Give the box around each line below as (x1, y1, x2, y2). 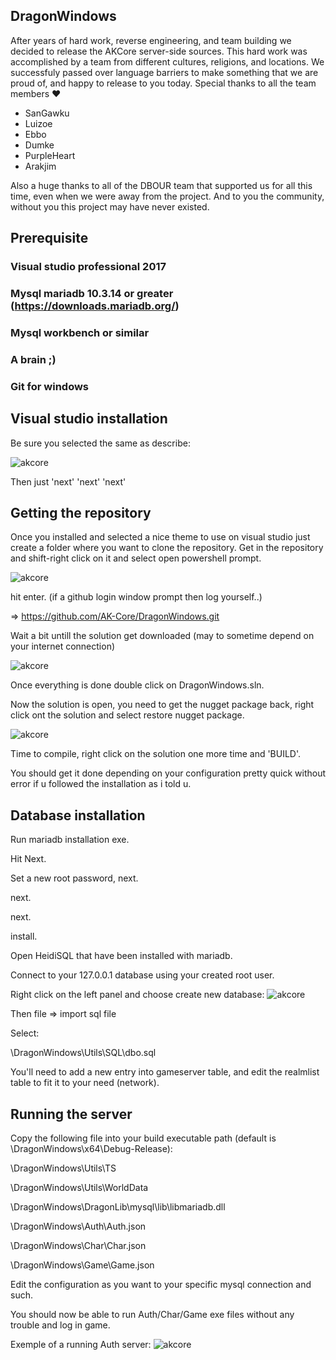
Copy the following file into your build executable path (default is (10, 1132, 277, 1144)
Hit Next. (10, 853, 47, 865)
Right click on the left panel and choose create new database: (10, 989, 265, 1001)
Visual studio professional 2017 (10, 260, 167, 274)
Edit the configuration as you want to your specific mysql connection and (10, 1279, 312, 1291)
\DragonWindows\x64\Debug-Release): (10, 1143, 173, 1155)
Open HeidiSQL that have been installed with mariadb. (10, 950, 233, 962)
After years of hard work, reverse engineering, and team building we (10, 34, 292, 46)
